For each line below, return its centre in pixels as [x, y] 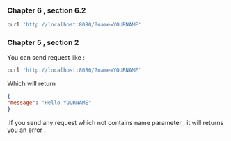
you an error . [27, 130]
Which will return [32, 84]
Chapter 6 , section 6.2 [47, 10]
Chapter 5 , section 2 [43, 42]
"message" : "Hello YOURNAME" [49, 103]
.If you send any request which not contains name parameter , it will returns [115, 122]
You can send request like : [46, 58]
